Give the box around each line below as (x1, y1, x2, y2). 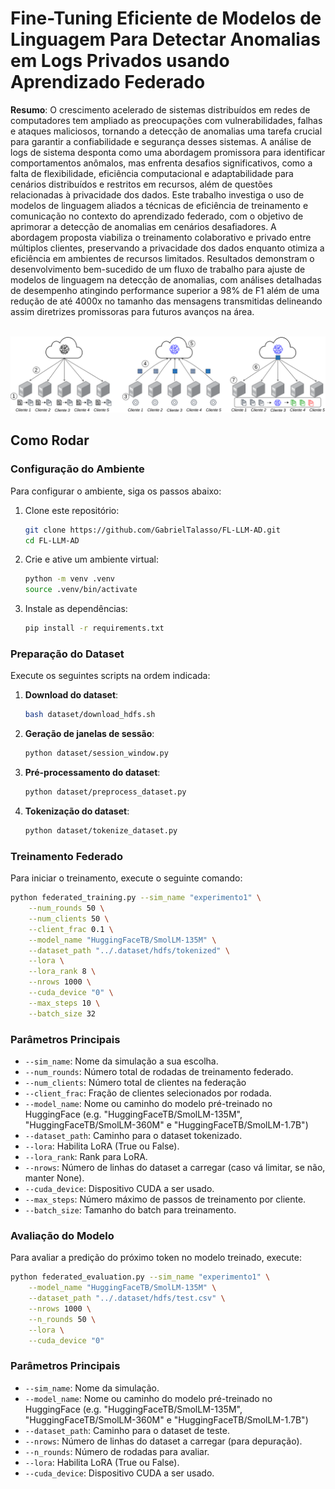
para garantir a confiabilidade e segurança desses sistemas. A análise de (10, 135, 312, 147)
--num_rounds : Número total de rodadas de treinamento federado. (24, 1065, 294, 1077)
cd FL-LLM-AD (24, 535, 80, 546)
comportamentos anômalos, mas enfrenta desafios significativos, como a (10, 157, 313, 169)
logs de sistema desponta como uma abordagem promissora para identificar (10, 146, 326, 158)
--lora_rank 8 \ (28, 967, 97, 977)
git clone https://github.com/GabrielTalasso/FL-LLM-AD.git (24, 525, 281, 535)
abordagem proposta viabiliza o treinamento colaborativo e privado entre (10, 231, 312, 243)
